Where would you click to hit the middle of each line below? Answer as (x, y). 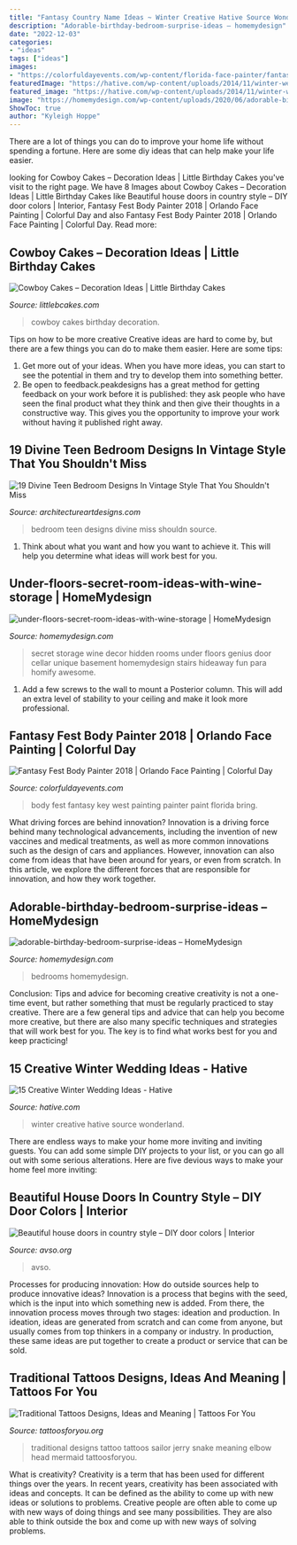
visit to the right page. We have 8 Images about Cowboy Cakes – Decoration (148, 187)
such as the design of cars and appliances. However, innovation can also (142, 851)
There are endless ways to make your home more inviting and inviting (136, 1141)
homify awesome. (63, 672)
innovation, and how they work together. (83, 879)
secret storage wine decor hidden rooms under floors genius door (151, 653)
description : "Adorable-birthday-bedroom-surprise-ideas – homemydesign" (148, 26)
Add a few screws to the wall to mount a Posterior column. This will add (152, 689)
